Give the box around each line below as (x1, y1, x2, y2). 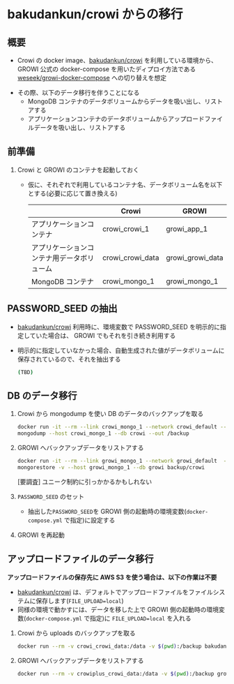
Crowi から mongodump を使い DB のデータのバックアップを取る (17, 410, 204, 418)
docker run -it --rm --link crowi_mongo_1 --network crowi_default (17, 424, 218, 431)
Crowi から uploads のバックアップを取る (17, 629, 136, 637)
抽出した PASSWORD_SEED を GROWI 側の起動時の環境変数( (27, 507, 187, 515)
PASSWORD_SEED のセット (17, 492, 85, 500)
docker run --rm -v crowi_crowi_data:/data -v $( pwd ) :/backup (17, 643, 202, 650)
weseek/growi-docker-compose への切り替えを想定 (17, 74, 167, 82)
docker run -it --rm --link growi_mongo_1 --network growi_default (17, 458, 218, 465)
